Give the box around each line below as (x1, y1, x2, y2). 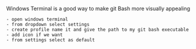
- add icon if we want (6, 32, 63, 38)
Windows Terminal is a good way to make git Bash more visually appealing (6, 5, 191, 12)
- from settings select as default (6, 37, 95, 43)
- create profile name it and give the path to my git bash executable (6, 27, 189, 32)
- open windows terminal (6, 17, 68, 22)
